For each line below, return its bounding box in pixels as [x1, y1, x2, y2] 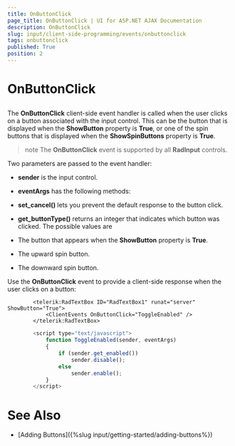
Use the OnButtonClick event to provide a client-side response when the [7, 277, 222, 286]
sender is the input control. [17, 173, 98, 182]
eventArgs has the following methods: [17, 187, 131, 196]
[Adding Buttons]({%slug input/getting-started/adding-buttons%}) [17, 430, 213, 439]
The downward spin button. [17, 264, 99, 272]
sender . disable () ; [70, 356, 126, 363]
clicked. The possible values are [17, 222, 113, 231]
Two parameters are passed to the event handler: [7, 160, 152, 168]
